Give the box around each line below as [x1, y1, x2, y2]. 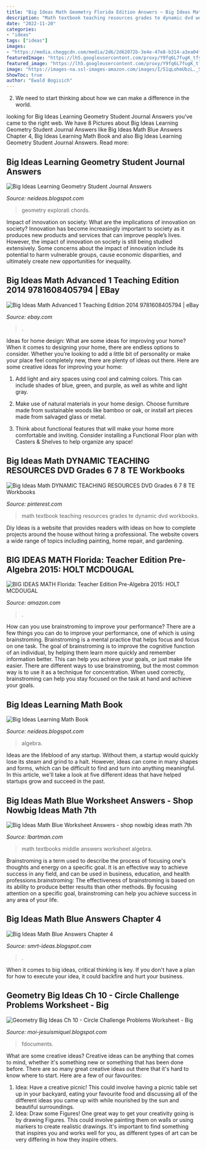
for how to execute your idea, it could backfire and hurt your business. [6, 972, 184, 980]
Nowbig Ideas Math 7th [6, 805, 97, 815]
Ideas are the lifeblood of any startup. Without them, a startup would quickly [6, 751, 199, 759]
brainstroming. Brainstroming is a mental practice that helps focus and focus [6, 636, 200, 643]
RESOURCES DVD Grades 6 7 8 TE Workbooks [6, 465, 185, 476]
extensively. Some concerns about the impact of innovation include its [6, 244, 184, 252]
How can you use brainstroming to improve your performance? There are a [6, 623, 196, 630]
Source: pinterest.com [6, 500, 63, 508]
